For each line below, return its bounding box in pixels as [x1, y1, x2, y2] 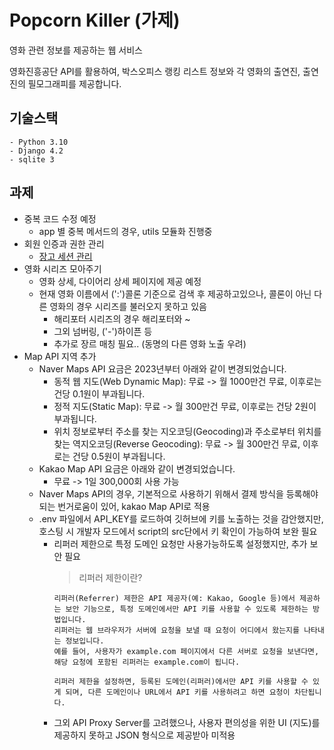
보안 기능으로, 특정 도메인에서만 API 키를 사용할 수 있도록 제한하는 [65, 604, 309, 614]
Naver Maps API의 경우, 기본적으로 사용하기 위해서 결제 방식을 [38, 487, 284, 500]
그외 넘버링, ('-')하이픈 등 [53, 325, 153, 337]
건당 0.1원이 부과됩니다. [53, 387, 146, 400]
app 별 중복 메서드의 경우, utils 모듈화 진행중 [38, 225, 213, 237]
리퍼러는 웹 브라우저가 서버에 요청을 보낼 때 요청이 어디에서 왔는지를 [53, 625, 301, 635]
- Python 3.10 [9, 137, 69, 147]
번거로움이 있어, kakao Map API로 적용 [57, 500, 211, 512]
